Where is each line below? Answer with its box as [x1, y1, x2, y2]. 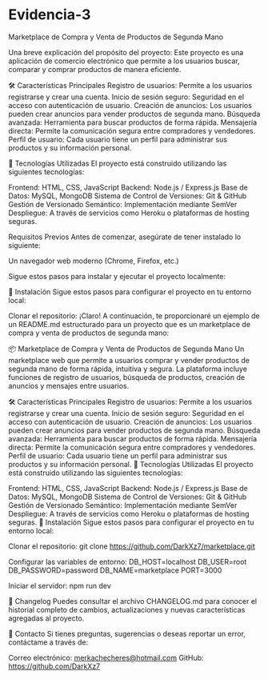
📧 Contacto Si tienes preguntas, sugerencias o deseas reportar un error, [8, 629, 246, 638]
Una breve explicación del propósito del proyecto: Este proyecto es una [8, 47, 244, 57]
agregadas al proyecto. [8, 613, 85, 623]
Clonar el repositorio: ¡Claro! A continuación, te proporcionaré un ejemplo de [8, 310, 260, 321]
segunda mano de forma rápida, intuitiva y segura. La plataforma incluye [8, 364, 248, 373]
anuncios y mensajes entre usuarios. [8, 381, 130, 390]
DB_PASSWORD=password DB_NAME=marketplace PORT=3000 [8, 565, 222, 575]
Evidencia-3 [8, 6, 91, 24]
